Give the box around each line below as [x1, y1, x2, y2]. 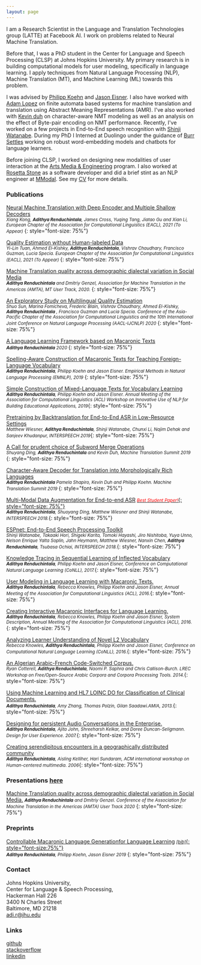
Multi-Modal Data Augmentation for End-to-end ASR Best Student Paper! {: [6, 496, 182, 503]
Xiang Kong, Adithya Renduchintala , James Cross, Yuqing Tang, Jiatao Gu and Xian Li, [6, 216, 188, 222]
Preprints [6, 824, 34, 833]
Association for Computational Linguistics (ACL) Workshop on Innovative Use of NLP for [6, 396, 189, 403]
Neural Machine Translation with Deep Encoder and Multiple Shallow [6, 204, 176, 211]
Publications [6, 190, 44, 198]
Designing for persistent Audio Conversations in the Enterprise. [6, 720, 163, 727]
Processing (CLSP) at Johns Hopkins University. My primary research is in [6, 56, 190, 63]
